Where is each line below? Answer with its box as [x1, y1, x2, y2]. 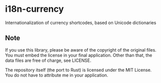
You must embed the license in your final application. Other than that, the [5, 52, 153, 58]
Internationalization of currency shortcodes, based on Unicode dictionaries [5, 20, 157, 26]
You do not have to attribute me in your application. [5, 72, 109, 78]
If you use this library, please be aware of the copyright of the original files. [5, 47, 157, 53]
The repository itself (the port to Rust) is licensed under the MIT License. [5, 67, 152, 73]
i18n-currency [5, 3, 64, 15]
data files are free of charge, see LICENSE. [5, 57, 92, 63]
